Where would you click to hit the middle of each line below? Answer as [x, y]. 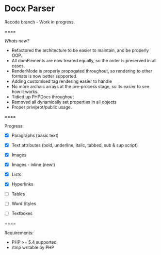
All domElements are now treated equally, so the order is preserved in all [84, 60]
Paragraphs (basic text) [35, 135]
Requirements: [19, 233]
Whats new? [17, 41]
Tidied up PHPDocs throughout [43, 97]
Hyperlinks [22, 184]
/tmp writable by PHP [33, 247]
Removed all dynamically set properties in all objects [64, 102]
